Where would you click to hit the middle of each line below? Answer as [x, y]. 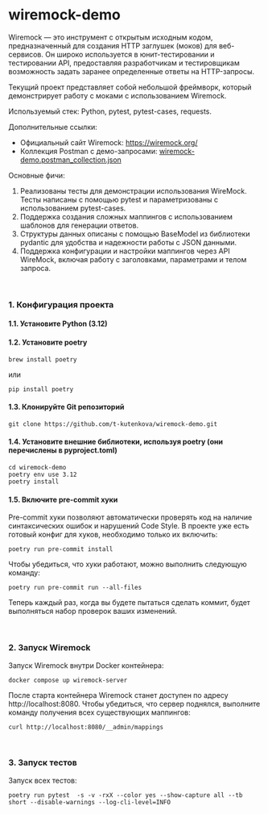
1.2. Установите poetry [48, 342]
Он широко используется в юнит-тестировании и [130, 54]
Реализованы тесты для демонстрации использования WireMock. [133, 190]
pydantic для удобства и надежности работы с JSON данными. [128, 242]
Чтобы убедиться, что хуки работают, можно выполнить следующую [128, 564]
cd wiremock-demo [37, 468]
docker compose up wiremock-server [68, 680]
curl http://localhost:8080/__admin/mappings [86, 727]
